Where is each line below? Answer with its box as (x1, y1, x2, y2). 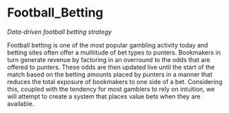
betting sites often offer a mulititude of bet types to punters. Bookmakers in (7, 48, 221, 56)
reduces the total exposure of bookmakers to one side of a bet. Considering (7, 77, 223, 85)
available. (7, 99, 34, 107)
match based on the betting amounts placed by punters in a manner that (7, 70, 212, 79)
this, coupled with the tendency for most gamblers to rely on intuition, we (7, 85, 215, 93)
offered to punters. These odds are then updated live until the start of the (7, 63, 215, 71)
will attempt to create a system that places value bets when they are (7, 92, 201, 101)
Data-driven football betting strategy (7, 28, 112, 36)
